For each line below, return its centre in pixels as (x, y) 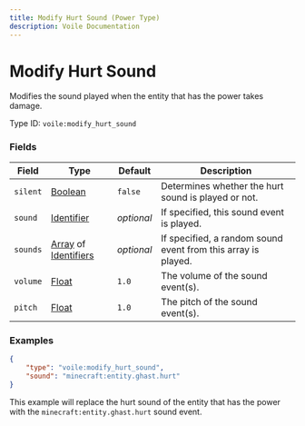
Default (134, 171)
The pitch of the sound (209, 302)
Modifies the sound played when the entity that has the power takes (137, 96)
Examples (32, 340)
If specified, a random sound (222, 238)
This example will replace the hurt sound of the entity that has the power (145, 401)
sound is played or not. (210, 197)
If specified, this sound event (222, 212)
